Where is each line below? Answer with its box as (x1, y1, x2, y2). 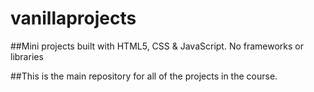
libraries (10, 50, 44, 62)
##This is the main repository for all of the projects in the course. (10, 70, 278, 82)
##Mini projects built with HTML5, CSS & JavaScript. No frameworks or (10, 40, 305, 52)
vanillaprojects (10, 7, 137, 30)
